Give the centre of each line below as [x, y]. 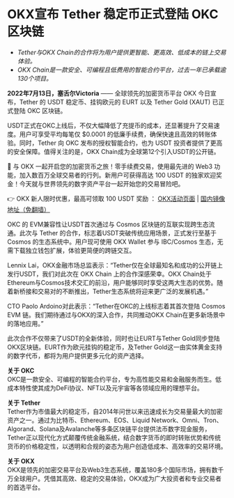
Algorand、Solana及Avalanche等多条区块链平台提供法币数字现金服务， [109, 428]
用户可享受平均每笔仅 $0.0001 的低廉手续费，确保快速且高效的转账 [115, 134]
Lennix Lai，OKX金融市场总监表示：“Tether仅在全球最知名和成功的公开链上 [115, 265]
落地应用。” [28, 323]
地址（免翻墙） [29, 209]
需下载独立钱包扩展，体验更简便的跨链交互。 [71, 250]
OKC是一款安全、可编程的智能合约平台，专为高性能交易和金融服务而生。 [111, 379]
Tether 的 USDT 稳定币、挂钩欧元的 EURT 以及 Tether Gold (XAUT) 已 [119, 102]
